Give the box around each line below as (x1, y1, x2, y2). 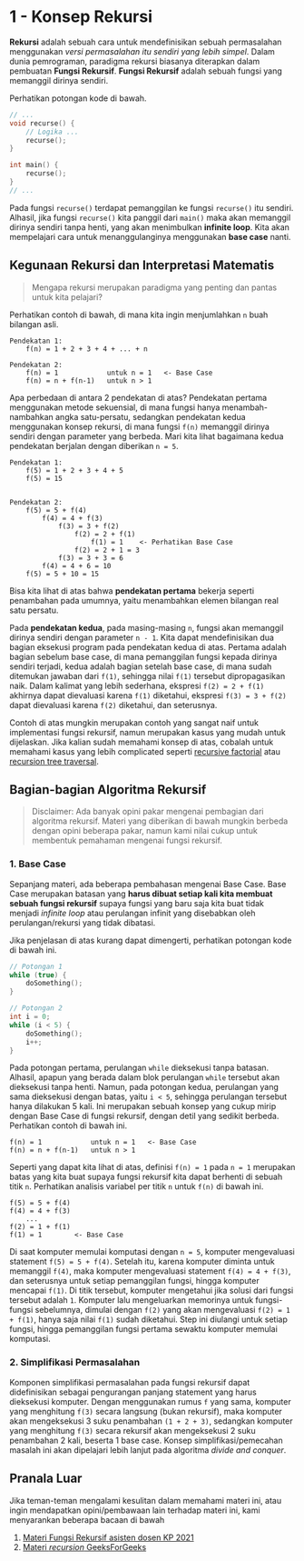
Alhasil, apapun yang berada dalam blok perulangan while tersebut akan (9, 1072, 280, 1083)
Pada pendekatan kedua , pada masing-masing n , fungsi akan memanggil (9, 622, 284, 633)
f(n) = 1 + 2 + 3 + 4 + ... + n (25, 344, 148, 354)
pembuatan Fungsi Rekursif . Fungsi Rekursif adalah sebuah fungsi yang (9, 65, 283, 76)
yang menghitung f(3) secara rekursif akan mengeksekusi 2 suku (9, 1425, 256, 1436)
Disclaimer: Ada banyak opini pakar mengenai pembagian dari (31, 806, 264, 817)
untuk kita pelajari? (31, 291, 103, 302)
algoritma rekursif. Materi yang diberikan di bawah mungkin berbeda (31, 816, 289, 826)
